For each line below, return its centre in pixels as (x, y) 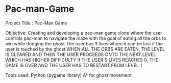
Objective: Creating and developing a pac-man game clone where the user (84, 33)
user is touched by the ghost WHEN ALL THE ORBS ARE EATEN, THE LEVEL (85, 49)
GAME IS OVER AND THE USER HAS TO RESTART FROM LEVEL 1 (74, 65)
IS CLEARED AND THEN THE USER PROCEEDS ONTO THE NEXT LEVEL (81, 54)
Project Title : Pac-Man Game (36, 23)
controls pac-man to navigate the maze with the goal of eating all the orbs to (86, 38)
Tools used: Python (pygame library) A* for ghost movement (68, 75)
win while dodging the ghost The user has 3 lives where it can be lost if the (84, 43)
